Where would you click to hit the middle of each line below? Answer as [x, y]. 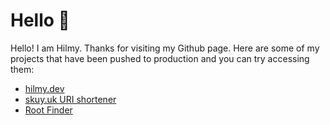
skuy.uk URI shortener [70, 99]
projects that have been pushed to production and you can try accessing [160, 58]
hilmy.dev [44, 88]
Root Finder [48, 110]
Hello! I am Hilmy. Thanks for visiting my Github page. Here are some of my [165, 48]
